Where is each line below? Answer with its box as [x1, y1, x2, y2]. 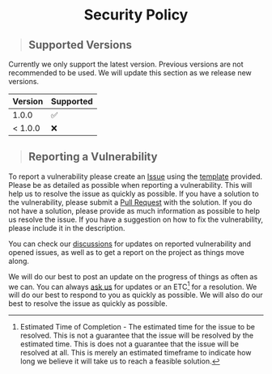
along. [8, 256, 30, 266]
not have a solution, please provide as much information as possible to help [8, 206, 261, 215]
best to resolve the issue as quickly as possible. [8, 299, 168, 308]
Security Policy [83, 6, 189, 24]
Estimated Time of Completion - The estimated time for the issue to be [19, 322, 255, 332]
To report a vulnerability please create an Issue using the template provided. [8, 172, 263, 181]
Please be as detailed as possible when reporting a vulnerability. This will [8, 180, 253, 189]
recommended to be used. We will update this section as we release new [8, 68, 253, 78]
